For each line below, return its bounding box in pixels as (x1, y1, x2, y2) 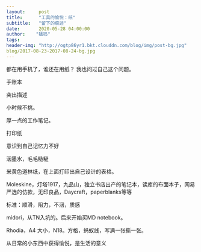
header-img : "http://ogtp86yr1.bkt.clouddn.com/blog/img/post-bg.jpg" (6, 43, 187, 49)
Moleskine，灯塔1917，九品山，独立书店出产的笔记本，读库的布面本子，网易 (6, 180, 196, 187)
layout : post (6, 8, 50, 15)
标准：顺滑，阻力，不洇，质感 (6, 201, 80, 208)
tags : (6, 37, 20, 43)
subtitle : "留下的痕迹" (6, 20, 67, 26)
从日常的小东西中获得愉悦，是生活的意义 (6, 239, 107, 247)
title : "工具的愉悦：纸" (6, 14, 76, 20)
